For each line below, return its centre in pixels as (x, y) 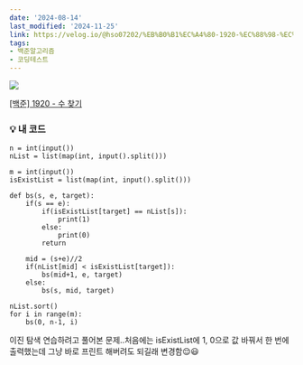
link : (19, 34)
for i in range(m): (46, 314)
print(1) (74, 220)
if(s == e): (48, 204)
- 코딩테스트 (29, 60)
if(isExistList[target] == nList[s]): (115, 212)
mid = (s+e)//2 (54, 259)
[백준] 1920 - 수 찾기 (46, 103)
